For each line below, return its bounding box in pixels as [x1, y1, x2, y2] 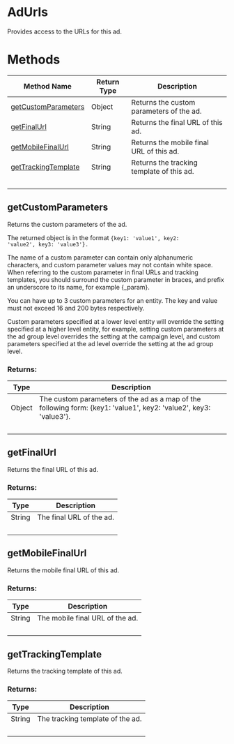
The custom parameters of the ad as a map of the [39, 394, 201, 403]
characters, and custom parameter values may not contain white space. [7, 260, 214, 269]
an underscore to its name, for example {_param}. [7, 283, 150, 291]
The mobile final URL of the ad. [37, 613, 139, 623]
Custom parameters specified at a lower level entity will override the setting [7, 317, 224, 325]
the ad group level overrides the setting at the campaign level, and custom [7, 332, 221, 341]
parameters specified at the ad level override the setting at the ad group [7, 339, 214, 348]
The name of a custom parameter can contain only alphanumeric [7, 253, 194, 262]
